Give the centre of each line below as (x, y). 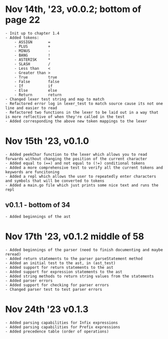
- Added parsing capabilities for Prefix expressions (63, 327)
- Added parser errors (29, 280)
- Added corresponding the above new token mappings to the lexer (76, 121)
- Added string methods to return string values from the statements (80, 276)
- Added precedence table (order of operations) (57, 331)
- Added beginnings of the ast (38, 216)
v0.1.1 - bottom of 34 (38, 205)
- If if (33, 86)
